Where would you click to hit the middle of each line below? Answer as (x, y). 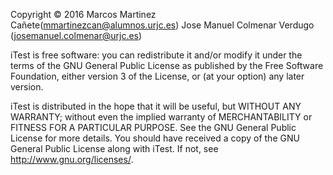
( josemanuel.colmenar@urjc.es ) (76, 35)
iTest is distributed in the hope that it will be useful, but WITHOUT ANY (156, 106)
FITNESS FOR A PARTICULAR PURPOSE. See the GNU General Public (153, 127)
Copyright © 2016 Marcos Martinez (83, 14)
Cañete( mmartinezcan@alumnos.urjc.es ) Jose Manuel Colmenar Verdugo (162, 25)
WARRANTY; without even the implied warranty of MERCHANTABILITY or (161, 117)
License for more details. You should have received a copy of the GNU (155, 138)
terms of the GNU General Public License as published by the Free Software (167, 65)
